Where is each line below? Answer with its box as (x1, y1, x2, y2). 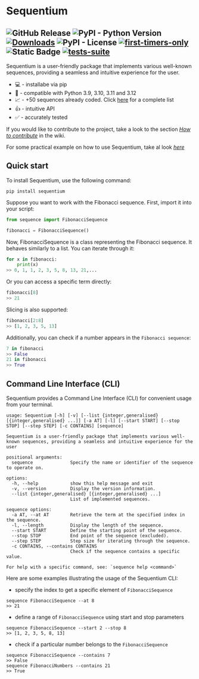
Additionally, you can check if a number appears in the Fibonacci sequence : (6, 334, 191, 341)
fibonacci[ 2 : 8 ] (6, 317, 44, 323)
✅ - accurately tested (14, 114, 68, 121)
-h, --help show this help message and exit (11, 481, 153, 487)
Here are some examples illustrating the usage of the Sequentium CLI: (6, 575, 178, 582)
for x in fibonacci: (6, 256, 58, 262)
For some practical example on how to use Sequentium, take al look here (6, 143, 185, 151)
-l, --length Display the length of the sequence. (11, 522, 164, 528)
